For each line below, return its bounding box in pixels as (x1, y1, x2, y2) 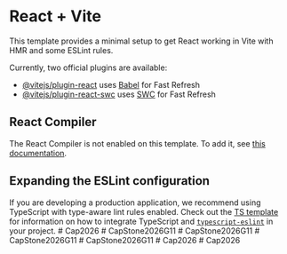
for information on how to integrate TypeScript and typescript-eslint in (9, 216, 274, 226)
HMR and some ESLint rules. (9, 44, 114, 55)
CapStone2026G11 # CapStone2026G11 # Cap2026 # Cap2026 (9, 234, 241, 245)
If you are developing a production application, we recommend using (9, 197, 261, 208)
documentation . (9, 147, 68, 158)
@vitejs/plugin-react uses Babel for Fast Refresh (21, 79, 201, 90)
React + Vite (9, 6, 102, 27)
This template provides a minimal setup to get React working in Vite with (9, 36, 274, 46)
